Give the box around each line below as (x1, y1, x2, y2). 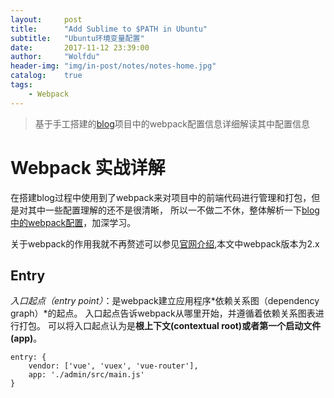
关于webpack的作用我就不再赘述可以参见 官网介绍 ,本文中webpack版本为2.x (10, 237, 320, 250)
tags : (10, 80, 33, 90)
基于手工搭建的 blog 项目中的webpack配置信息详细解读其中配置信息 (34, 117, 310, 130)
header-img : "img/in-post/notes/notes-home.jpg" (10, 61, 217, 71)
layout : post (10, 14, 83, 25)
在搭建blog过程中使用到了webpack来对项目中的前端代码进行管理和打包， (10, 191, 312, 203)
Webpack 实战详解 (10, 156, 166, 179)
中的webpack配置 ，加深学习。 (10, 216, 137, 228)
